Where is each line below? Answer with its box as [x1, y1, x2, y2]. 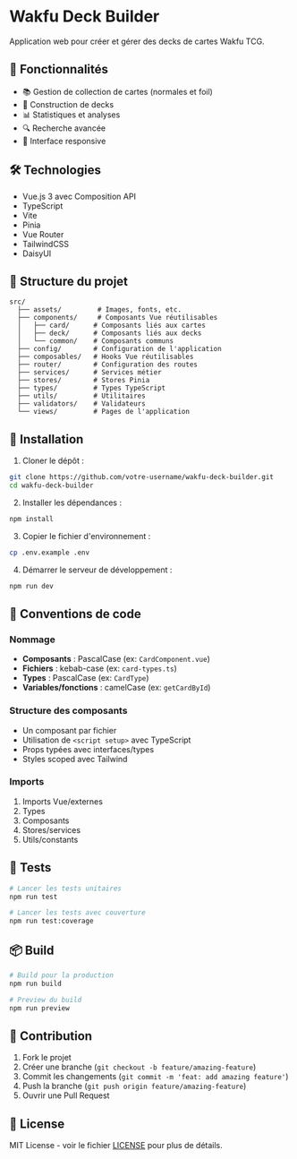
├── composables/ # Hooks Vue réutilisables [17, 352, 194, 362]
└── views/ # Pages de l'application [17, 408, 191, 416]
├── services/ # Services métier [17, 368, 163, 377]
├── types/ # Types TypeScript [17, 383, 166, 393]
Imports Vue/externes [21, 795, 103, 807]
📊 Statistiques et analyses [21, 109, 121, 120]
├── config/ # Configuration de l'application [17, 345, 222, 354]
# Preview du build [9, 995, 82, 1004]
